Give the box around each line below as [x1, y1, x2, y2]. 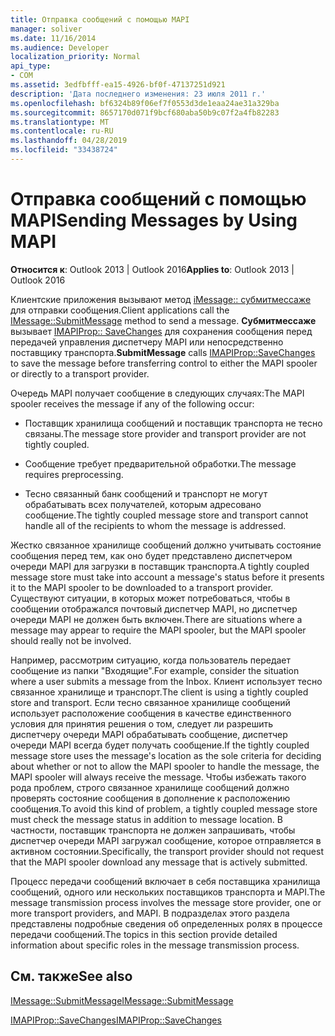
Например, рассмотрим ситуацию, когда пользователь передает [10, 654, 292, 666]
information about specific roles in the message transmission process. [10, 939, 300, 951]
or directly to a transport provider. [10, 367, 150, 380]
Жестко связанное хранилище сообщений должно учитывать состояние [10, 539, 322, 551]
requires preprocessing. [24, 468, 124, 480]
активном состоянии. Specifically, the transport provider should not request [10, 845, 324, 857]
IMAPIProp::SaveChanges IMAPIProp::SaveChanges [10, 1014, 222, 1026]
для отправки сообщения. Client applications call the [10, 304, 230, 316]
